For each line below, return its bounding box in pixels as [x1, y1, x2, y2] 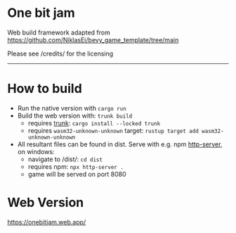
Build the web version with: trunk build [17, 111, 133, 120]
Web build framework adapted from [7, 28, 110, 37]
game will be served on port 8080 [27, 170, 126, 178]
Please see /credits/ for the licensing [7, 49, 114, 58]
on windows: [17, 147, 55, 156]
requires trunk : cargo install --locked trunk [27, 118, 161, 127]
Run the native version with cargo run [17, 103, 126, 112]
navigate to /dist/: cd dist [27, 155, 103, 163]
